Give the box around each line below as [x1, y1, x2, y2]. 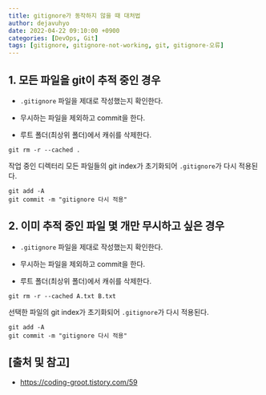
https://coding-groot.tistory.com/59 [19, 377, 138, 387]
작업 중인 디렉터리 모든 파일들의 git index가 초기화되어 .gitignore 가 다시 [8, 161, 237, 171]
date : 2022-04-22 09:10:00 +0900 [8, 26, 120, 34]
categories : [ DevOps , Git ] [8, 34, 99, 42]
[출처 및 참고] [8, 356, 71, 369]
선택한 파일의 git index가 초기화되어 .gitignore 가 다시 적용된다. [8, 307, 210, 316]
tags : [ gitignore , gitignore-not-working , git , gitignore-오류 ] [8, 42, 224, 50]
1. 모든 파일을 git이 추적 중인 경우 [8, 73, 161, 87]
